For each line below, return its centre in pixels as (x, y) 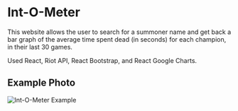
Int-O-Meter (44, 12)
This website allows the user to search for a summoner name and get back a (119, 32)
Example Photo (42, 83)
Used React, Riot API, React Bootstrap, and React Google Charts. (102, 60)
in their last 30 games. (40, 47)
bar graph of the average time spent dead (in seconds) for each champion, (117, 39)
